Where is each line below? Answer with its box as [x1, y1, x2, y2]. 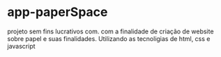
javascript [7, 42, 36, 50]
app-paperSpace [7, 4, 108, 20]
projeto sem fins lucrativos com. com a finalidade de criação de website [7, 27, 214, 35]
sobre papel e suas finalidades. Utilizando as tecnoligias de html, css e [7, 34, 211, 42]
